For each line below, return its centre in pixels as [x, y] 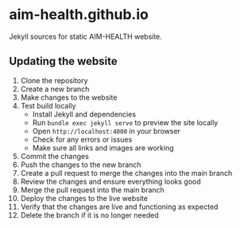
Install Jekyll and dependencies [84, 114]
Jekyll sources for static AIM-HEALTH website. [85, 36]
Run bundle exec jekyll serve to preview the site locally [125, 122]
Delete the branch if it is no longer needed [89, 215]
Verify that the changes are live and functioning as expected [119, 207]
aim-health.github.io [79, 15]
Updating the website [63, 61]
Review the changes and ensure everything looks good [110, 181]
